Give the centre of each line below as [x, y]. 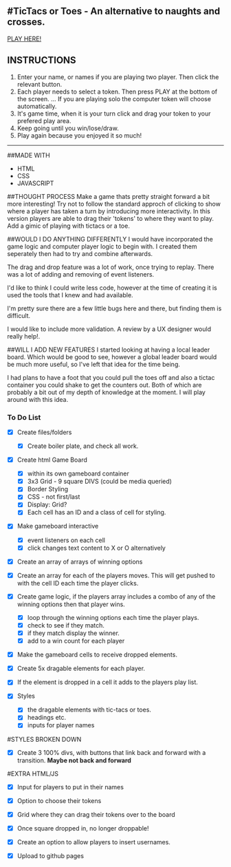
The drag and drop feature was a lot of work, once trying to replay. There [111, 267]
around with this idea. [38, 399]
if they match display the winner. [74, 633]
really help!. [24, 336]
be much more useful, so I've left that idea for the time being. [94, 364]
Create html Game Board [52, 460]
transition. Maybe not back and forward [74, 760]
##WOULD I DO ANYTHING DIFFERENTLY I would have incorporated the [110, 239]
